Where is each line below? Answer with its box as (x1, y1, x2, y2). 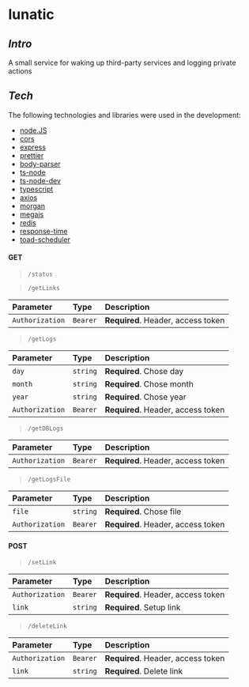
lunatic (8, 6, 55, 24)
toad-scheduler (19, 235, 71, 244)
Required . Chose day (104, 366, 184, 377)
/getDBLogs (27, 425, 64, 432)
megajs (19, 209, 44, 219)
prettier (19, 150, 44, 160)
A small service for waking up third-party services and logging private (8, 58, 236, 67)
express (19, 142, 46, 152)
